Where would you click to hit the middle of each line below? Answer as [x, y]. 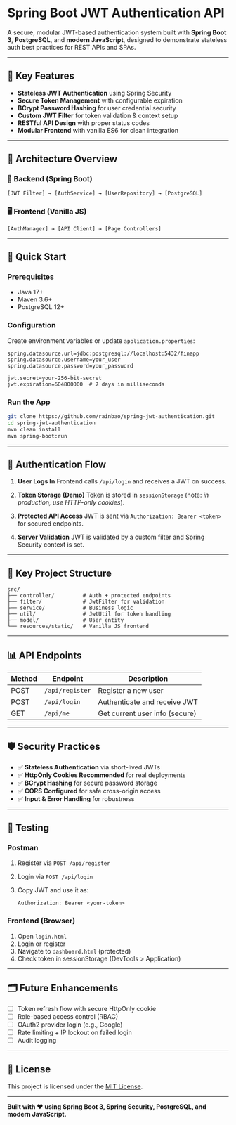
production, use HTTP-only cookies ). [71, 502]
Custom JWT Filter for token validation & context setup [98, 115]
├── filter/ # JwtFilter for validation [86, 602]
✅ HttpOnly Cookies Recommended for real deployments [101, 775]
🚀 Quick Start [37, 257]
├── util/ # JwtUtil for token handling [89, 614]
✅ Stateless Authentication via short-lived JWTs [88, 767]
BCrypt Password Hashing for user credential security [97, 108]
